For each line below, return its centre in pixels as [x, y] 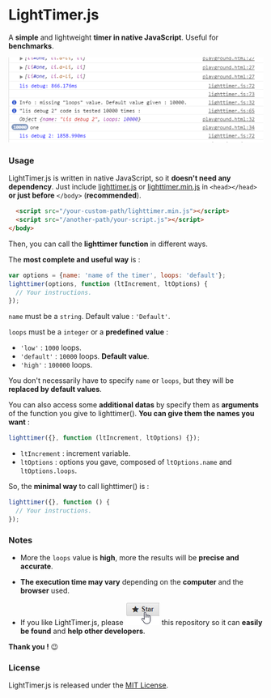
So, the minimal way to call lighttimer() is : [79, 487]
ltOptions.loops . [49, 470]
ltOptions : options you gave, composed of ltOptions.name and [126, 462]
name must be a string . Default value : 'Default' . [89, 317]
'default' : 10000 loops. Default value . [85, 356]
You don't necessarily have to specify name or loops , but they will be [121, 381]
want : [19, 422]
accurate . [37, 566]
